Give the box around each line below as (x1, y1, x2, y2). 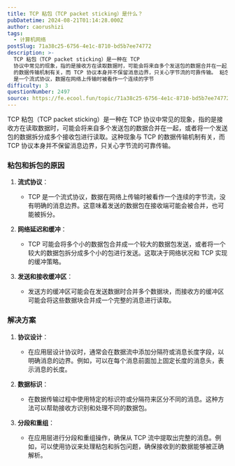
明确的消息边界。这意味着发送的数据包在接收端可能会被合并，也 (34, 201, 218, 210)
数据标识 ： (17, 380, 49, 388)
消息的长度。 (34, 365, 71, 374)
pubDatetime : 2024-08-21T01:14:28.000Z (7, 17, 124, 24)
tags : (7, 29, 23, 37)
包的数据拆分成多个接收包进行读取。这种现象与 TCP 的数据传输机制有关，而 (7, 132, 225, 141)
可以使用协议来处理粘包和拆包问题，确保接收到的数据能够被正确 (40, 442, 225, 451)
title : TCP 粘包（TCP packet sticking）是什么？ (7, 10, 143, 18)
